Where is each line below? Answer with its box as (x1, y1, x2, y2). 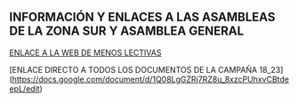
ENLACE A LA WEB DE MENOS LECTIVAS (9, 47, 162, 58)
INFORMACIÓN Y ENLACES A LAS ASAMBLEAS (9, 10, 276, 25)
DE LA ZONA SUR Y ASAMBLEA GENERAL (9, 24, 245, 39)
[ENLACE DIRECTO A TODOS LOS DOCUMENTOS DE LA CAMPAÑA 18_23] (9, 64, 284, 75)
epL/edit (9, 83, 40, 94)
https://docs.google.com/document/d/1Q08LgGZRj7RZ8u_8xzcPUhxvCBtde (12, 74, 289, 84)
